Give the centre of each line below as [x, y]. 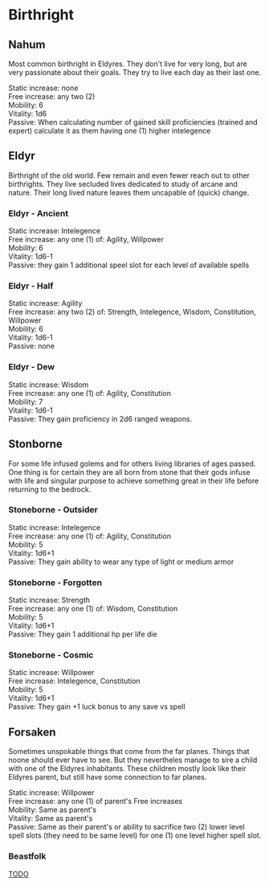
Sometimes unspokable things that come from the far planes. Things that [129, 752]
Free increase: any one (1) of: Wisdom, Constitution [93, 608]
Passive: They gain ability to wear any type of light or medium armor [121, 562]
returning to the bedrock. [50, 489]
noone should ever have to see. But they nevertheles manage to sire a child [133, 760]
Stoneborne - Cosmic [51, 655]
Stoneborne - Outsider [53, 510]
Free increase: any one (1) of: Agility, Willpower [86, 240]
